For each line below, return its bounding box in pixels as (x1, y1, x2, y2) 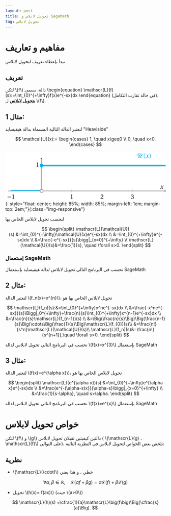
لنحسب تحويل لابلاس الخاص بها (5, 216, 65, 222)
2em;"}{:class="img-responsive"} (14, 206, 85, 212)
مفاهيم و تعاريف (5, 41, 65, 53)
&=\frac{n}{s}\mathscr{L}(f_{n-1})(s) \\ (6, 315, 86, 322)
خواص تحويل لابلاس (5, 419, 79, 430)
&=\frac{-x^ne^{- (129, 304, 164, 311)
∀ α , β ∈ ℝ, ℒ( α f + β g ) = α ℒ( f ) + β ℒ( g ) (43, 479, 128, 485)
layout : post (5, 8, 33, 13)
